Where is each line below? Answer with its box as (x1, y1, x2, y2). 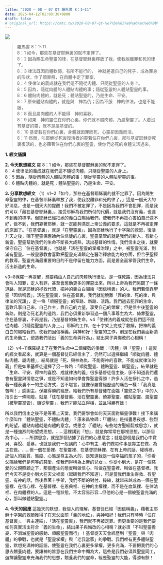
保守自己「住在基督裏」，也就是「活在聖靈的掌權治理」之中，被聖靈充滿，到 (5, 245, 156, 251)
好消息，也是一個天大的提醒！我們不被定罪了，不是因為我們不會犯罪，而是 (5, 203, 154, 208)
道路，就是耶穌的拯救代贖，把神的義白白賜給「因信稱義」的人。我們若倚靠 (5, 286, 154, 292)
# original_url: (5, 20, 38, 26)
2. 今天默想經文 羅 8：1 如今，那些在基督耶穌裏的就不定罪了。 (5, 162, 129, 168)
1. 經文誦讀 (5, 151, 27, 157)
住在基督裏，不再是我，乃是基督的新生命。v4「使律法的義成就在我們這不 (5, 317, 150, 322)
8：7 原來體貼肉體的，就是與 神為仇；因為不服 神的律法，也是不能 (16, 98, 155, 105)
